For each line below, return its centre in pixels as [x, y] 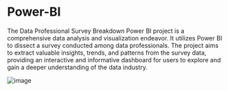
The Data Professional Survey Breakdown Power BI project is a [96, 31]
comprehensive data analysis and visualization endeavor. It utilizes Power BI [115, 38]
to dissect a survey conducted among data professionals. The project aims [113, 45]
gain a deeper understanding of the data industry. [77, 67]
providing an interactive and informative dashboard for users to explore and [114, 60]
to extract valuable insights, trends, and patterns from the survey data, [107, 53]
